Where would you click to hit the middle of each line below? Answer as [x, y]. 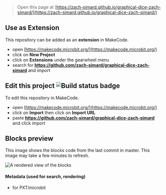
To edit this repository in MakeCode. [42, 98]
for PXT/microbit [29, 188]
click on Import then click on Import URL [54, 113]
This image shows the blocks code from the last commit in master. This [78, 151]
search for [23, 65]
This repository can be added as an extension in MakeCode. [67, 39]
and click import [29, 123]
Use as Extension [32, 28]
